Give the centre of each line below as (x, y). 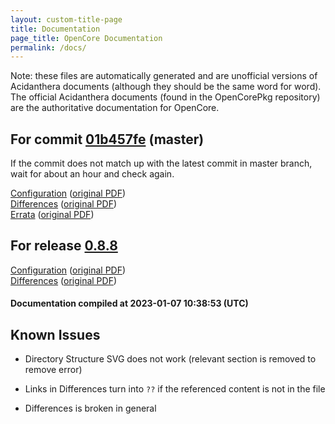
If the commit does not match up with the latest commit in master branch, (161, 163)
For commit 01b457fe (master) (107, 139)
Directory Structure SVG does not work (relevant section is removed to (170, 359)
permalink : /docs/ (48, 47)
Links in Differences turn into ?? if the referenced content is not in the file (175, 389)
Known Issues (55, 334)
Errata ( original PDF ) (52, 215)
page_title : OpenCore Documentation (86, 38)
